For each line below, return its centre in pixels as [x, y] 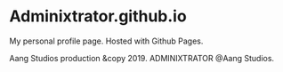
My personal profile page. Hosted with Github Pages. [106, 41]
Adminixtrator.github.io [98, 16]
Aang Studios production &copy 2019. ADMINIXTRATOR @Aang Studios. [141, 58]
